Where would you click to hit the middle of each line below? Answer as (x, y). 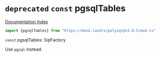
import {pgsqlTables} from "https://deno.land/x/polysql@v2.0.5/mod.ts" (80, 30)
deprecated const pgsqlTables (65, 8)
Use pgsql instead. (24, 49)
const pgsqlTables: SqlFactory (35, 40)
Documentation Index (27, 22)
